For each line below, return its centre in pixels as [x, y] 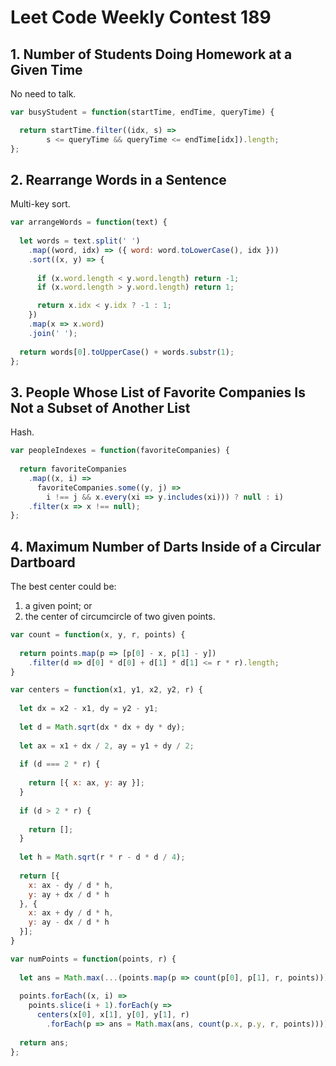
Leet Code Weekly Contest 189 [141, 17]
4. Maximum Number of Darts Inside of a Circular [166, 546]
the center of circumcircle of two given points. [120, 617]
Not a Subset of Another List [100, 407]
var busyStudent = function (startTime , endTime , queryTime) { [142, 112]
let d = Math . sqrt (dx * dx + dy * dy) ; [102, 727]
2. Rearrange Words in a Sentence [118, 179]
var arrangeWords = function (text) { [89, 222]
